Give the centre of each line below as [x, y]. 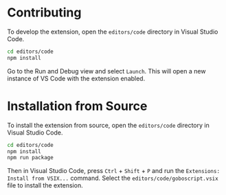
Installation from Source [77, 106]
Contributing [44, 13]
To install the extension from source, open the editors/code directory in [108, 125]
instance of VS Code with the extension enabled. [76, 78]
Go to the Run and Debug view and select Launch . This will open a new [106, 71]
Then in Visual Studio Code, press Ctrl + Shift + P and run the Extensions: [114, 171]
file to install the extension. [45, 185]
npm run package [30, 158]
